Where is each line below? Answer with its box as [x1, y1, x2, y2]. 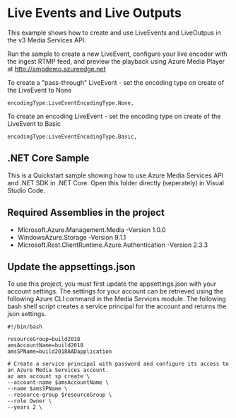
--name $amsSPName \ [7, 385, 69, 393]
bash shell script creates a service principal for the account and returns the [7, 302, 227, 310]
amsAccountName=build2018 [7, 342, 83, 349]
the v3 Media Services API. [7, 35, 86, 44]
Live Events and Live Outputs [7, 5, 182, 21]
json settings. [7, 310, 47, 318]
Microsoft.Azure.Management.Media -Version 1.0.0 [17, 225, 166, 234]
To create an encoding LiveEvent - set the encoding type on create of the [7, 112, 221, 120]
